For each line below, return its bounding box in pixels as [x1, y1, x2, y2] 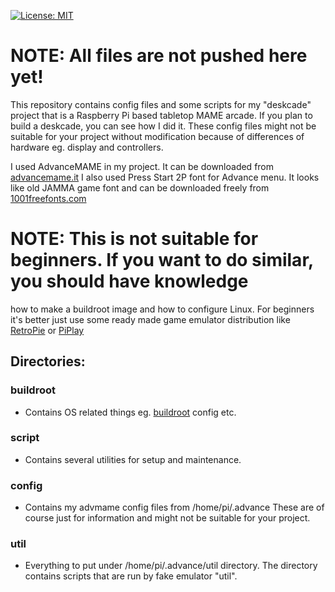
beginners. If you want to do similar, [10, 249, 314, 272]
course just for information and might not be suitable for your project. [24, 512, 311, 524]
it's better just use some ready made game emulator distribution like [10, 313, 291, 325]
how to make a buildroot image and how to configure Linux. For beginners [10, 303, 315, 315]
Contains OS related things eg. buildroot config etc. [24, 406, 237, 418]
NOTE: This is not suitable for [10, 228, 259, 250]
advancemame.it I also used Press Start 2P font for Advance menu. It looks [10, 171, 320, 183]
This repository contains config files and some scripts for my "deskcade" [10, 98, 312, 110]
